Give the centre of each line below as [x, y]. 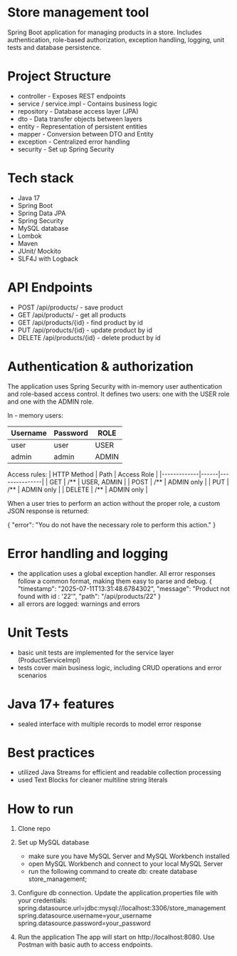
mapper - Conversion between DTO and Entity [86, 134]
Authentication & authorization [101, 366]
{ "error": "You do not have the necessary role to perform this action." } [111, 524]
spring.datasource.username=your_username [85, 916]
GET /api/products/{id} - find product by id [80, 322]
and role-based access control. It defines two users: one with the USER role [118, 394]
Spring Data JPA [42, 213]
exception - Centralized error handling [74, 141]
